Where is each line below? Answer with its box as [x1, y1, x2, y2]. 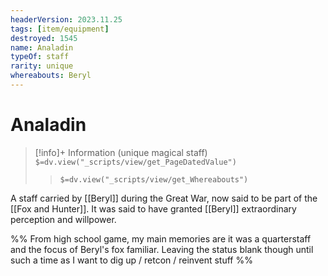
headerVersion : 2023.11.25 [10, 14, 123, 25]
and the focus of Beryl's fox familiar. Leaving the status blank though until [10, 243, 314, 255]
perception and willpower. [10, 213, 117, 225]
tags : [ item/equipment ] [10, 24, 110, 34]
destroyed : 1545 [10, 33, 78, 43]
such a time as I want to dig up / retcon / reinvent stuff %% [10, 254, 253, 266]
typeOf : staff [10, 52, 70, 62]
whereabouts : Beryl [10, 71, 92, 81]
